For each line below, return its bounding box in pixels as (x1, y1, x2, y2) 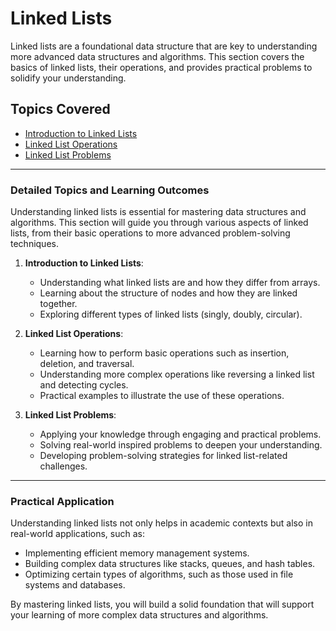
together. (39, 298, 78, 310)
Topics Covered (10, 101, 111, 118)
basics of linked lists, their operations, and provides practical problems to (10, 61, 313, 73)
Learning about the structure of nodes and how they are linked (39, 287, 298, 299)
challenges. (39, 460, 88, 472)
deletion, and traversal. (39, 358, 135, 370)
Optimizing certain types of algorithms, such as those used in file (24, 568, 294, 581)
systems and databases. (24, 579, 126, 591)
